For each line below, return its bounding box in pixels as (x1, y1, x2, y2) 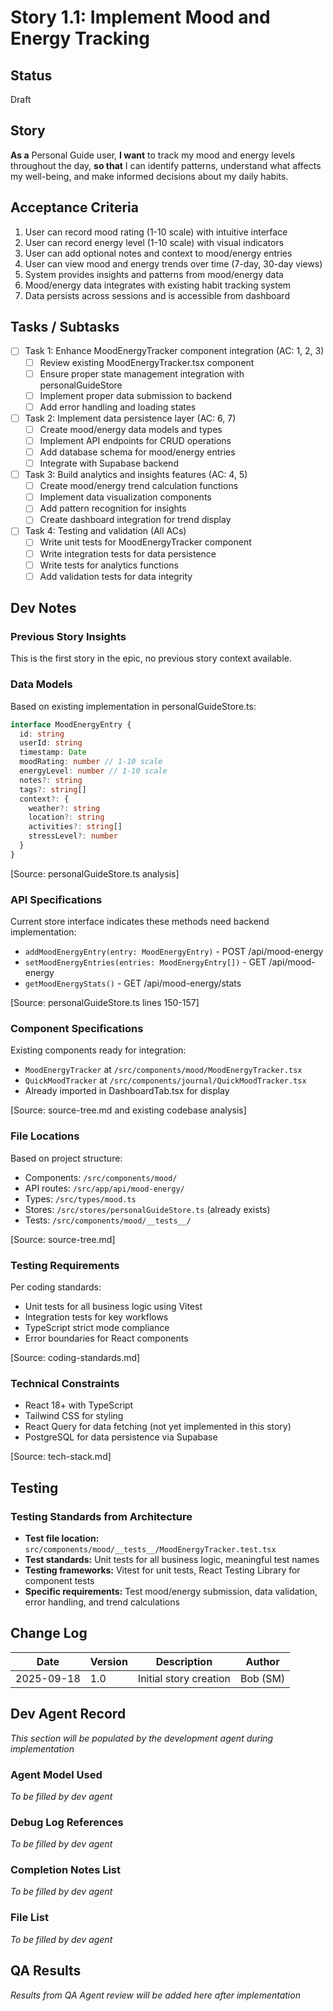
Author (245, 1654, 280, 1668)
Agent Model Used (10, 1767, 103, 1781)
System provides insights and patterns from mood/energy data (24, 268, 284, 280)
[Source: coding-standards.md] (10, 1351, 141, 1363)
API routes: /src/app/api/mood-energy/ (24, 1182, 185, 1194)
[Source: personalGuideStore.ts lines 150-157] (10, 997, 200, 1009)
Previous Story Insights (10, 630, 127, 643)
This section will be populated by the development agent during (10, 1732, 274, 1744)
